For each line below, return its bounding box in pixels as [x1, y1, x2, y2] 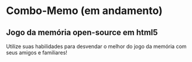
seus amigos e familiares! [6, 49, 67, 56]
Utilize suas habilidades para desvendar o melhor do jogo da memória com [6, 43, 187, 50]
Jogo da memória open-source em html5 [6, 27, 158, 37]
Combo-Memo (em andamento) [6, 4, 163, 18]
